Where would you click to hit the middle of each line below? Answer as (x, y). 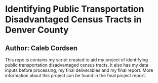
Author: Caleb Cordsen (41, 48)
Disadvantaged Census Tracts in (73, 19)
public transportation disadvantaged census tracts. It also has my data (77, 65)
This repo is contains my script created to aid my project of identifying (77, 60)
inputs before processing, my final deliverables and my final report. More (79, 70)
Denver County (37, 30)
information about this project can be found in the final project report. (76, 75)
